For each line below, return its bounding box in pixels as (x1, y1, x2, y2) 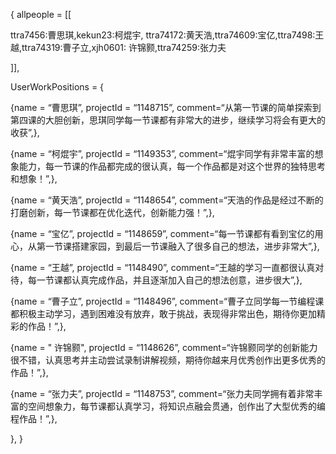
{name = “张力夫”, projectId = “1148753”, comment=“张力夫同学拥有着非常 (10, 388, 315, 399)
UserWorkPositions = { (10, 81, 105, 93)
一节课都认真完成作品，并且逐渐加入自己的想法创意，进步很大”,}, (36, 274, 303, 286)
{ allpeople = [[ (10, 9, 72, 20)
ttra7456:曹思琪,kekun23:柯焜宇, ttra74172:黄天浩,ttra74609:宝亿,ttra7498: (10, 29, 316, 41)
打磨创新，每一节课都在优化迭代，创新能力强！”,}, (10, 207, 215, 218)
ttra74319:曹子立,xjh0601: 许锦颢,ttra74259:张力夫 (21, 42, 227, 53)
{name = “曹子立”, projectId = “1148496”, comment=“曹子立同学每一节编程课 (10, 295, 325, 307)
